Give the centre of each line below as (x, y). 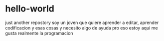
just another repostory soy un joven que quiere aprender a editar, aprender (82, 22)
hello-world (30, 9)
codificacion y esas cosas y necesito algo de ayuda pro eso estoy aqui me (82, 27)
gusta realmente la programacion (39, 33)
